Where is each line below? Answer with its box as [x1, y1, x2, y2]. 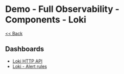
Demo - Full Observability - [5, 3, 119, 15]
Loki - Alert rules [12, 63, 47, 69]
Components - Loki [5, 14, 86, 25]
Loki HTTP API [12, 58, 42, 64]
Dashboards [5, 45, 44, 53]
